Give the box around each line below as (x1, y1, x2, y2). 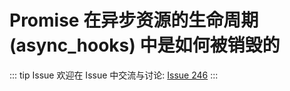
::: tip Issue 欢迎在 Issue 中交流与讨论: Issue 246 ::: (9, 69, 219, 81)
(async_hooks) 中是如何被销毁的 (9, 34, 281, 57)
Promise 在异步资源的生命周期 (9, 9, 259, 32)
